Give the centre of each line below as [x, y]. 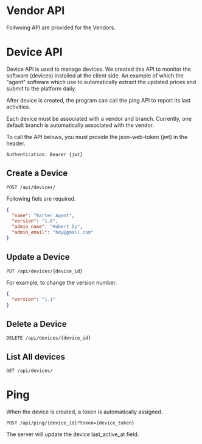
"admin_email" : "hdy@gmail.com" [53, 232]
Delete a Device [37, 324]
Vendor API [36, 11]
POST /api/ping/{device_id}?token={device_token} [71, 423]
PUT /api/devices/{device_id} [45, 271]
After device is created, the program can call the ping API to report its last [99, 100]
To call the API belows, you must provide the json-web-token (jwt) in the [97, 137]
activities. [18, 107]
